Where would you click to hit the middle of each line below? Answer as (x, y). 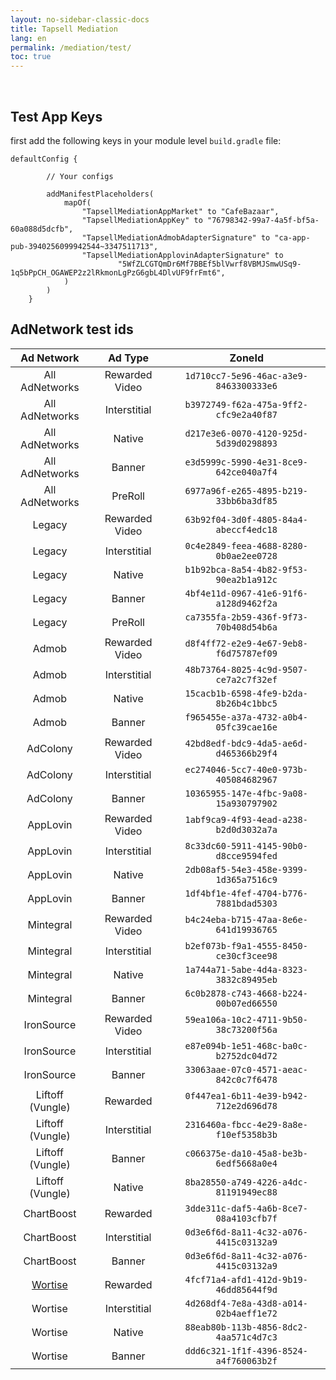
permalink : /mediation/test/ (71, 47)
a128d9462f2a (246, 603)
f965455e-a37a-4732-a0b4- (246, 717)
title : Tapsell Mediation (64, 29)
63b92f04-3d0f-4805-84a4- (246, 519)
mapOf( (77, 202)
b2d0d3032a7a (246, 829)
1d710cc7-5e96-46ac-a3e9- (246, 375)
